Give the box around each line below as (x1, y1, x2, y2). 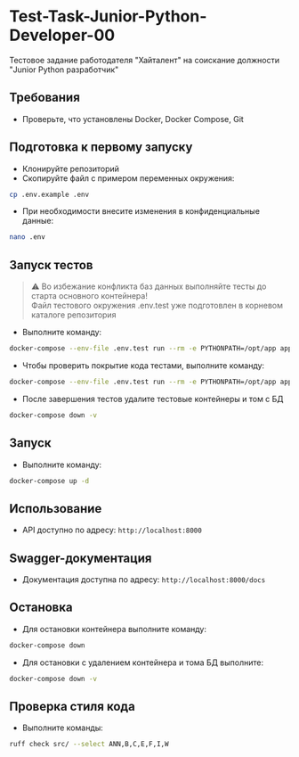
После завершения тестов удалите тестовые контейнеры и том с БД (21, 393, 284, 404)
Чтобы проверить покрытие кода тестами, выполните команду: (21, 360, 265, 371)
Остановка (9, 600, 73, 615)
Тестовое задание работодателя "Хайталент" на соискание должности (9, 54, 280, 65)
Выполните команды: (21, 722, 104, 733)
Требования (9, 90, 80, 105)
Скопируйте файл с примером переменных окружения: (21, 172, 235, 184)
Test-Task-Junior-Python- (9, 6, 207, 27)
